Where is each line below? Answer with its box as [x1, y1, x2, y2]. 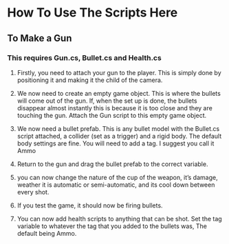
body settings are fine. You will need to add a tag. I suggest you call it [17, 139, 215, 148]
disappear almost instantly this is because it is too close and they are [17, 103, 213, 112]
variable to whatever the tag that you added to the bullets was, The [17, 222, 208, 230]
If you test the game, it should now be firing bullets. [17, 201, 163, 210]
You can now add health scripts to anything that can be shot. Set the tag [17, 214, 222, 223]
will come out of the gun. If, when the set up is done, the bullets [17, 96, 197, 105]
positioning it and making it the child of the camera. [17, 76, 163, 84]
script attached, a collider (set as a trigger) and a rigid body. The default [17, 132, 222, 140]
